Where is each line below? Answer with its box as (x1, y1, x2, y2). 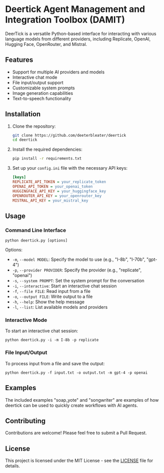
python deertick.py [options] (5, 238, 68, 243)
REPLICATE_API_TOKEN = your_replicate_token (12, 180, 106, 185)
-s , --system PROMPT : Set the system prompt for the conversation (12, 278, 145, 284)
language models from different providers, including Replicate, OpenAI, (5, 36, 151, 42)
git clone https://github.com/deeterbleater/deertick (12, 133, 126, 138)
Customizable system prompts (12, 85, 75, 91)
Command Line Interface (5, 227, 66, 234)
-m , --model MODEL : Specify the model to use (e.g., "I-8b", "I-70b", (12, 256, 146, 262)
